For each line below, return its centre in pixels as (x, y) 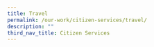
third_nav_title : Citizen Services (59, 33)
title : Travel (28, 13)
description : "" (31, 26)
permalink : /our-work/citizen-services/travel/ (77, 20)
